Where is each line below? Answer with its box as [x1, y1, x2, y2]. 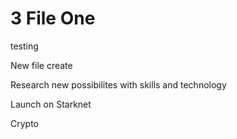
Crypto [10, 117, 39, 129]
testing [10, 40, 39, 52]
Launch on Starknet [10, 98, 92, 110]
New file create [10, 59, 73, 71]
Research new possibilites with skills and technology [10, 78, 227, 91]
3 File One [10, 7, 96, 30]
